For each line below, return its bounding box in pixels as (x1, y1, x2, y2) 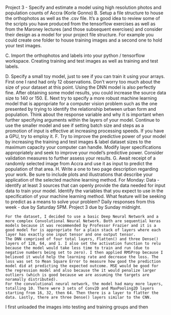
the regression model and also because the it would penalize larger (5, 268, 157, 273)
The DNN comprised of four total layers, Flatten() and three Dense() (5, 237, 159, 242)
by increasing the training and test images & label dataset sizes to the (5, 139, 152, 145)
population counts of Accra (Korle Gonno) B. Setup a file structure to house (5, 10, 163, 16)
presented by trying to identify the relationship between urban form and (5, 106, 157, 112)
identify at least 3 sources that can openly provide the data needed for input (5, 182, 166, 188)
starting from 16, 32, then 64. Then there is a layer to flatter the (5, 290, 159, 296)
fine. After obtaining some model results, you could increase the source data (5, 90, 166, 95)
